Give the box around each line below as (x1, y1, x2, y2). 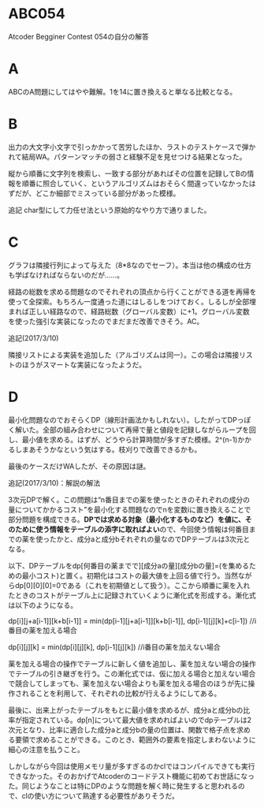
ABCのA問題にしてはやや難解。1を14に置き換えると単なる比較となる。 (8, 87, 237, 96)
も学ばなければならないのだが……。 (8, 270, 125, 280)
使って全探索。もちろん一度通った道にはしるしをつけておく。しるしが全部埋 (8, 296, 256, 306)
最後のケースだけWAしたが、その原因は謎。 (8, 461, 151, 471)
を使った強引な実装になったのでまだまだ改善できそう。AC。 (8, 316, 204, 326)
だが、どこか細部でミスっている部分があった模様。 (14, 188, 180, 198)
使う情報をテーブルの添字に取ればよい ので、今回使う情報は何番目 (35, 524, 250, 534)
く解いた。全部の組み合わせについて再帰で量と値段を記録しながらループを (8, 425, 250, 434)
